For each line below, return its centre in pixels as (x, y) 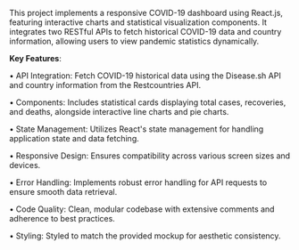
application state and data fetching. (75, 138)
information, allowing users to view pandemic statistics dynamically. (134, 41)
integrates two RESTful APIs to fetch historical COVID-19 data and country (145, 32)
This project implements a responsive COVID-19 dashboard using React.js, (146, 13)
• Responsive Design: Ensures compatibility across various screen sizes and (150, 156)
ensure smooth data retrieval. (63, 192)
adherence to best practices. (62, 218)
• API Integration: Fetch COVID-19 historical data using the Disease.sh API (145, 76)
